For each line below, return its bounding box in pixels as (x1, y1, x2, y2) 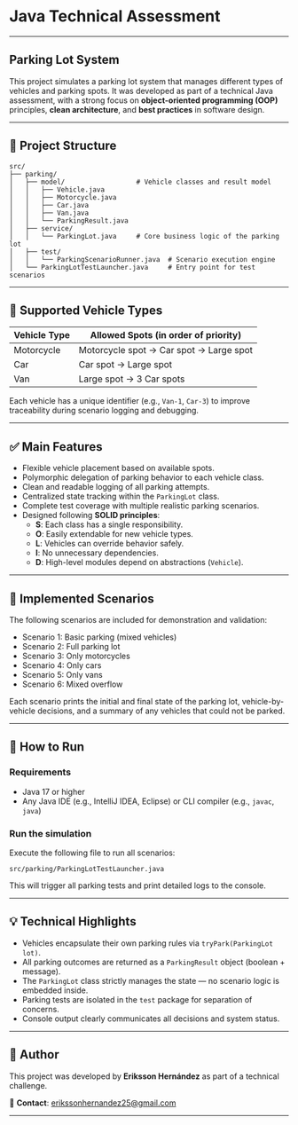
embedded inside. (21, 985, 89, 995)
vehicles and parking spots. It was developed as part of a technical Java (9, 85, 273, 96)
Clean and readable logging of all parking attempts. (21, 482, 210, 492)
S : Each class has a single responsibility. (35, 519, 184, 530)
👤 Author (9, 1047, 59, 1062)
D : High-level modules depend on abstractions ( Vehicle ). (35, 557, 244, 568)
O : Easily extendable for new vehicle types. (35, 529, 193, 539)
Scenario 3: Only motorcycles (21, 650, 130, 661)
